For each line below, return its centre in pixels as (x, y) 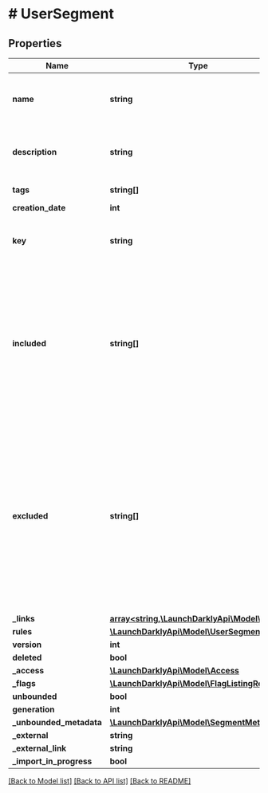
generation (33, 709)
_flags (24, 683)
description (35, 152)
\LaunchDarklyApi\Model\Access (174, 671)
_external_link (39, 748)
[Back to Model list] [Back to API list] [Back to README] (100, 781)
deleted (27, 657)
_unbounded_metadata (57, 722)
